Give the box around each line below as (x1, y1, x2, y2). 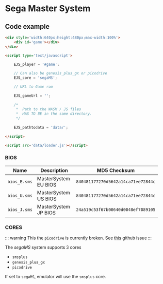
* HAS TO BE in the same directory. (16, 112, 92, 116)
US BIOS (37, 195, 57, 202)
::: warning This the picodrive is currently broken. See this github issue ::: (5, 235, 152, 241)
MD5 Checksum (97, 167, 135, 173)
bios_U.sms (7, 193, 33, 198)
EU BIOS (37, 181, 57, 188)
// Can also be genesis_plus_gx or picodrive (14, 71, 108, 76)
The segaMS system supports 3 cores (5, 244, 81, 250)
